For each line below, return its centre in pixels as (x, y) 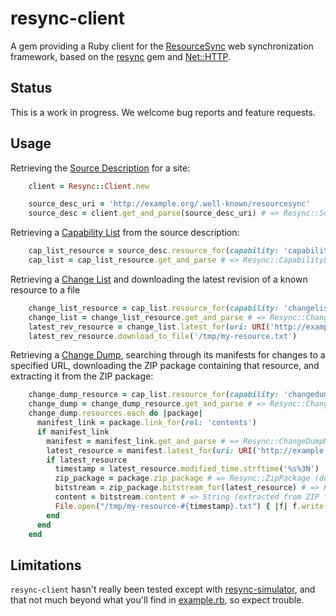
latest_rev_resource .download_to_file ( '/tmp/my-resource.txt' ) (163, 336)
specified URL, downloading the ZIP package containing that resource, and (165, 366)
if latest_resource (87, 460)
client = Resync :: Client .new (89, 186)
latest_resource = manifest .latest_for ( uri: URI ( (151, 450)
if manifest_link (73, 432)
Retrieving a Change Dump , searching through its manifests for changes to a (168, 355)
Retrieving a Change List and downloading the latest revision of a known (159, 279)
